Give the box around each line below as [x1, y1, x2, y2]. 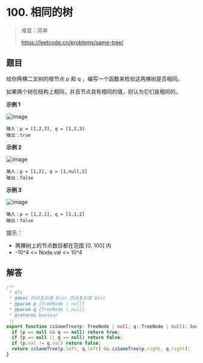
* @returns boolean [8, 312, 59, 318]
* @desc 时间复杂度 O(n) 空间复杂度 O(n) [8, 295, 106, 301]
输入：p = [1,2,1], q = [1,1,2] [6, 211, 85, 217]
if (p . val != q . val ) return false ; [11, 340, 101, 347]
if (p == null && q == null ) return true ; [11, 329, 120, 335]
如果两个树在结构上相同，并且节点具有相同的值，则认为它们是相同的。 [6, 88, 181, 95]
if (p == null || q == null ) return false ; [11, 335, 123, 341]
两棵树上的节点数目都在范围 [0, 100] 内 [14, 241, 112, 249]
